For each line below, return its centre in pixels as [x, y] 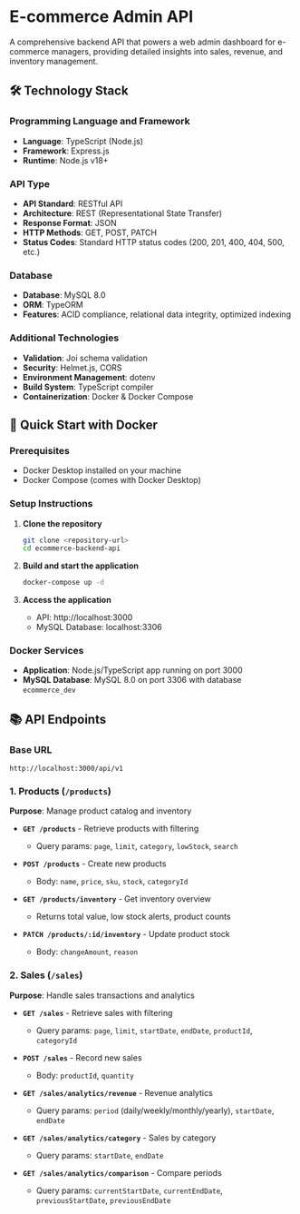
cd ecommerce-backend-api [71, 548]
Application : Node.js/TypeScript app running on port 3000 [132, 670]
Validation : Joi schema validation [85, 358]
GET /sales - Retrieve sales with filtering [97, 1012]
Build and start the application [80, 566]
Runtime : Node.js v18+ [65, 160]
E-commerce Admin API [102, 17]
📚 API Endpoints [58, 719]
